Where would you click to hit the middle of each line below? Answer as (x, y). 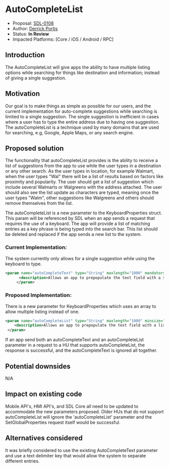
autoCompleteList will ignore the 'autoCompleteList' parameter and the (78, 417)
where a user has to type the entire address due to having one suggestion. (82, 122)
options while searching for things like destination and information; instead (82, 72)
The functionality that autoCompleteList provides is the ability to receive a (82, 161)
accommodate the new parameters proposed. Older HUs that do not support (84, 412)
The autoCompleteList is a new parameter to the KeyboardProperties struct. (84, 213)
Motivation (23, 94)
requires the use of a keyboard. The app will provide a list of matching (78, 224)
